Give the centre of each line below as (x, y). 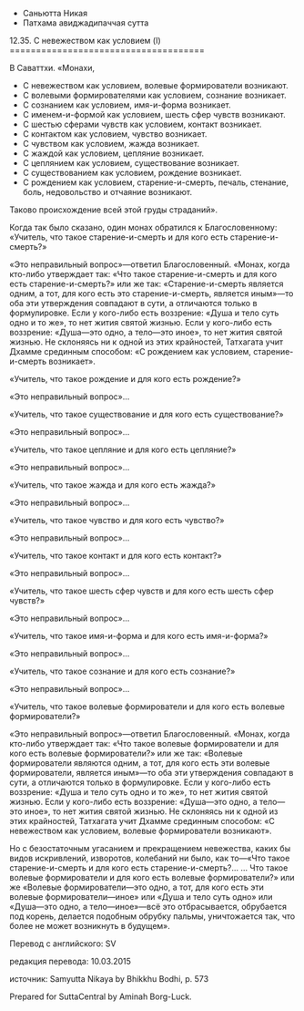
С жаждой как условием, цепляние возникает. (113, 153)
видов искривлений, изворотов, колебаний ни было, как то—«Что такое (150, 858)
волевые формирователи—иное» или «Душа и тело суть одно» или (141, 897)
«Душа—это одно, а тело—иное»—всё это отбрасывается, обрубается (148, 907)
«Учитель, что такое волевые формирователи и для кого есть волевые (147, 707)
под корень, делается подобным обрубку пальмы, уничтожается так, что (152, 916)
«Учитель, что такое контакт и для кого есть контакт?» (116, 556)
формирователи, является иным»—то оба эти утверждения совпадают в (152, 773)
